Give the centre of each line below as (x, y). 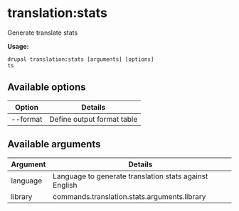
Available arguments (54, 144)
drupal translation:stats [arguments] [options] (81, 59)
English (65, 185)
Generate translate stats (43, 33)
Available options (47, 87)
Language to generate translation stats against (131, 176)
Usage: (18, 46)
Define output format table (94, 119)
